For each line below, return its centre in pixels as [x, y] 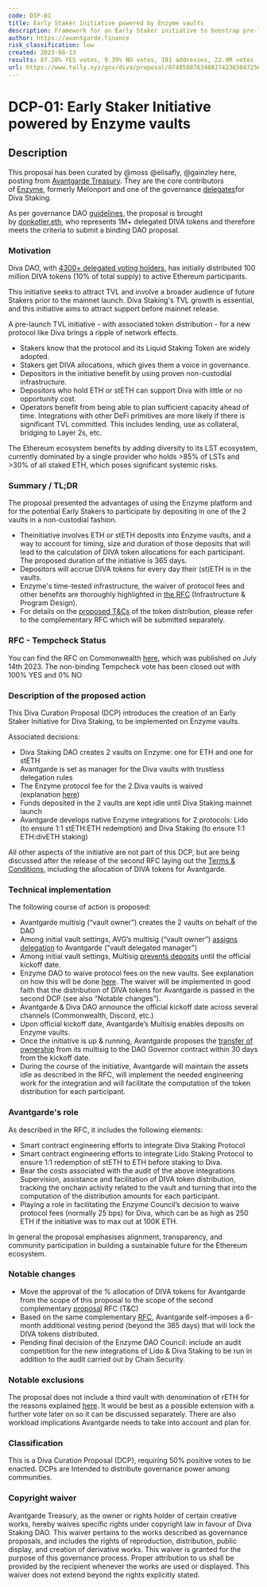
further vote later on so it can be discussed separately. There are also [122, 1414]
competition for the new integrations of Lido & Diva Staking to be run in [136, 1351]
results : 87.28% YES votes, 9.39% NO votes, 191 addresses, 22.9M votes [131, 61]
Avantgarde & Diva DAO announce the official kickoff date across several [139, 1007]
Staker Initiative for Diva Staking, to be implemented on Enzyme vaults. [124, 721]
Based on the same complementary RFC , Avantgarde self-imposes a [132, 1317]
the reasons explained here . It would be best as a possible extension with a [131, 1405]
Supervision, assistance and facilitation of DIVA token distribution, [128, 1179]
